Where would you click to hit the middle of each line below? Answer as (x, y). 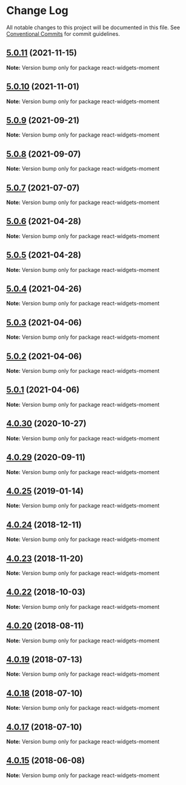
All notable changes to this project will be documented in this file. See (93, 27)
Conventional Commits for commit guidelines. (63, 33)
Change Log (37, 11)
